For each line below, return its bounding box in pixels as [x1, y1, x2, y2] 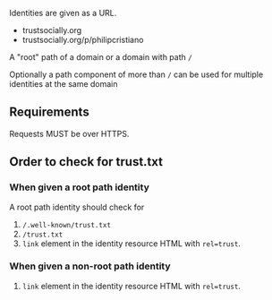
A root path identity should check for [9, 201, 145, 212]
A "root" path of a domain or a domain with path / [9, 52, 192, 62]
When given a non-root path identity [9, 260, 172, 272]
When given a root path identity [9, 181, 149, 193]
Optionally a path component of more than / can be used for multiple [9, 69, 264, 80]
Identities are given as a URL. [9, 8, 117, 18]
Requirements [9, 105, 89, 120]
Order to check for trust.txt [9, 154, 164, 169]
